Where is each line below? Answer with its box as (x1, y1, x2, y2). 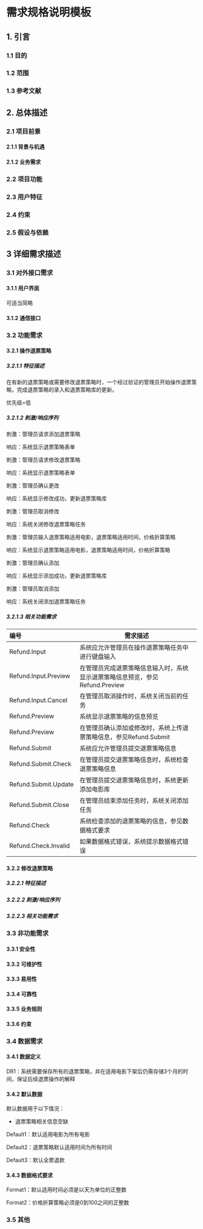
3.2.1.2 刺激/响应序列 (6, 414, 59, 421)
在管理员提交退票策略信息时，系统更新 (79, 776, 189, 785)
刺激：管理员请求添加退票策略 (6, 430, 80, 438)
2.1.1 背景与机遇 (6, 143, 45, 150)
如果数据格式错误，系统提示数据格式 (79, 837, 183, 846)
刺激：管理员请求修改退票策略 (6, 456, 80, 464)
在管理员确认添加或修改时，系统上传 (79, 724, 183, 732)
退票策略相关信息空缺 (14, 1118, 68, 1125)
